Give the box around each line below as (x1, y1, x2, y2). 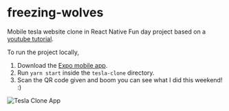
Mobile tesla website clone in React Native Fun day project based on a (7, 27, 206, 36)
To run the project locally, (7, 48, 79, 56)
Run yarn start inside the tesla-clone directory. (17, 69, 155, 77)
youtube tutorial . (7, 34, 54, 42)
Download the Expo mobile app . (17, 61, 108, 69)
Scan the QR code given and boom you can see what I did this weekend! (17, 75, 223, 84)
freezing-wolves (7, 5, 104, 21)
